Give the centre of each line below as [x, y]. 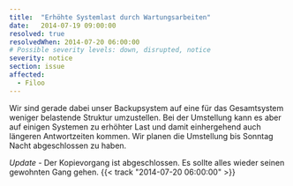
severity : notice [41, 58]
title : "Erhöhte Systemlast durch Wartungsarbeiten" [110, 17]
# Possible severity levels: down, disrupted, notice [110, 50]
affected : [27, 75]
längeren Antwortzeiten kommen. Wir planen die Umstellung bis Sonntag [141, 136]
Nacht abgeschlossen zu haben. [68, 145]
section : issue [37, 67]
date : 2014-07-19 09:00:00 [63, 26]
